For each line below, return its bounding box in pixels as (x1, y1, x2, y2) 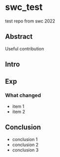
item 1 (12, 103, 25, 109)
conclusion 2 (12, 142, 39, 148)
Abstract (5, 32, 33, 41)
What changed (5, 92, 41, 99)
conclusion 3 (12, 147, 39, 153)
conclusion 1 (12, 136, 38, 142)
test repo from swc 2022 (5, 18, 56, 24)
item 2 (12, 109, 26, 115)
